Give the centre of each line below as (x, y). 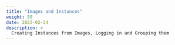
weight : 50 (19, 17)
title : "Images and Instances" (44, 11)
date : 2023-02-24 (27, 22)
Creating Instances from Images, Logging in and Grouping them (90, 33)
